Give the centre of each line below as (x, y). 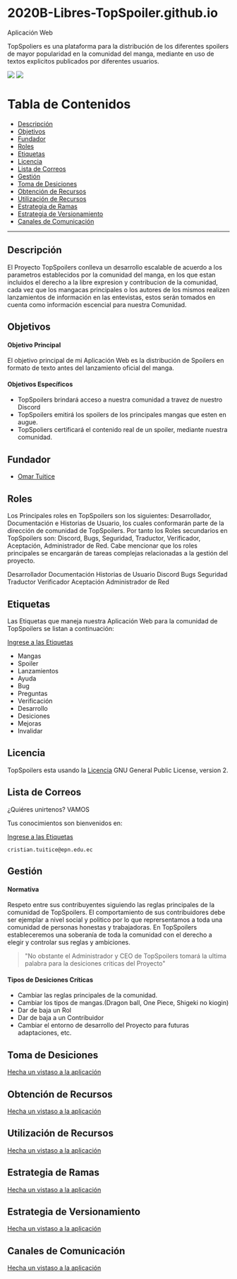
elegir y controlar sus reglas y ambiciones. (69, 942)
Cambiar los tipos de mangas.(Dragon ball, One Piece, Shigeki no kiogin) (123, 1003)
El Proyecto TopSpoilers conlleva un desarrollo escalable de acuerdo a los (115, 267)
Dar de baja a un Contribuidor (61, 1018)
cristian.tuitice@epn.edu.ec (50, 849)
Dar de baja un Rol (44, 1010)
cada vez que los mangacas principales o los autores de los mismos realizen (119, 289)
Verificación (35, 701)
